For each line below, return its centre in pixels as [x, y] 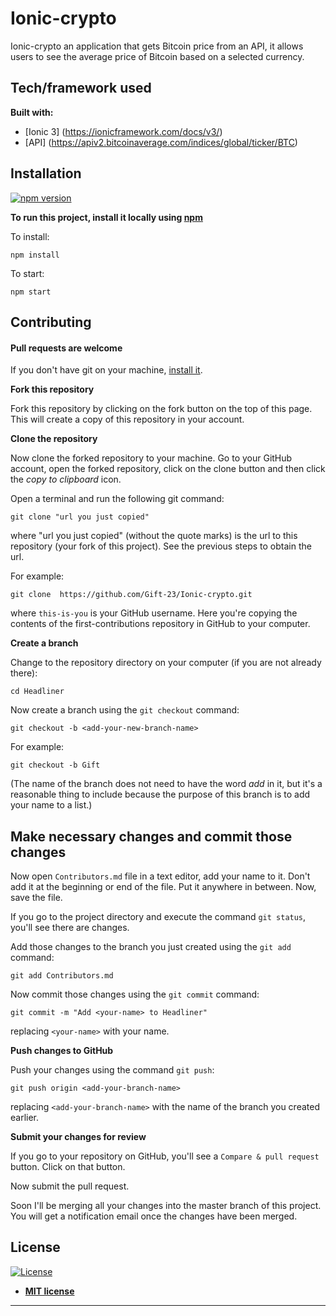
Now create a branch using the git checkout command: [125, 710]
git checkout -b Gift [55, 765]
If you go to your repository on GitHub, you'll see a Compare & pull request [165, 1156]
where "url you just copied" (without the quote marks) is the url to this [154, 536]
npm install [35, 255]
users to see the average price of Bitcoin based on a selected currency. [157, 56]
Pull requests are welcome [66, 348]
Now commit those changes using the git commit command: [135, 994]
